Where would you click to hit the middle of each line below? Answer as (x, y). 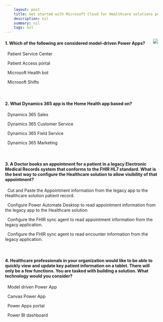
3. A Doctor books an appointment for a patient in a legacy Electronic (76, 164)
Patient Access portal (29, 63)
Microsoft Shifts (23, 82)
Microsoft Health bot (28, 73)
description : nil (31, 18)
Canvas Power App (26, 296)
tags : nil (24, 28)
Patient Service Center (30, 54)
